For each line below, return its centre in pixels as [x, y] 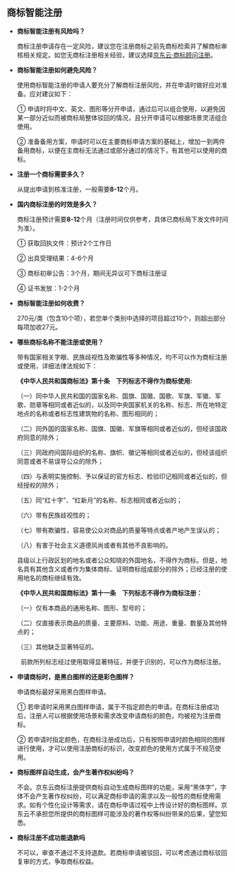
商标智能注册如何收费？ [51, 303]
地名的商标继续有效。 [54, 577]
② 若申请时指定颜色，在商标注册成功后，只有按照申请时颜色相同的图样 [121, 739]
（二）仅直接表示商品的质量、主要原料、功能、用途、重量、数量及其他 [119, 623]
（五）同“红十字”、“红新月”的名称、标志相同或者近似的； [100, 500]
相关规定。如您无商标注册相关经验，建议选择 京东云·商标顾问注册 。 [120, 54]
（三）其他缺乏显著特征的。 [57, 647]
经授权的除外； [38, 485]
